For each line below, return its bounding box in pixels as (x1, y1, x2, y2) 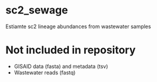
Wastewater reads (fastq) (14, 69, 76, 76)
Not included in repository (5, 43, 136, 57)
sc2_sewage (5, 4, 68, 17)
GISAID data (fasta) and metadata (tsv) (14, 63, 108, 70)
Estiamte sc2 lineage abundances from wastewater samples (5, 23, 151, 30)
